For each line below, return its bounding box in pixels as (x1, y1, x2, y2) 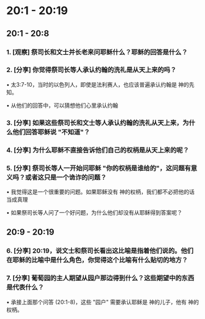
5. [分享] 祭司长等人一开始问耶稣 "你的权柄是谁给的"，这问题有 (6, 163, 192, 172)
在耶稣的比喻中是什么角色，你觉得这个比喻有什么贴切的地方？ (6, 256, 188, 264)
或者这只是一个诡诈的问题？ (25, 173, 107, 181)
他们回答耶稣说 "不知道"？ (12, 127, 91, 136)
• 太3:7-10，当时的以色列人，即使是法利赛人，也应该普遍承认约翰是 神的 (6, 81, 190, 88)
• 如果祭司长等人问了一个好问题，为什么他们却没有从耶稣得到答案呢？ (6, 208, 182, 216)
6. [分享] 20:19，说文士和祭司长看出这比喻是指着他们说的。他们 (6, 246, 194, 255)
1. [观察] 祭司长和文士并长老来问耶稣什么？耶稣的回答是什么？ (6, 47, 188, 56)
